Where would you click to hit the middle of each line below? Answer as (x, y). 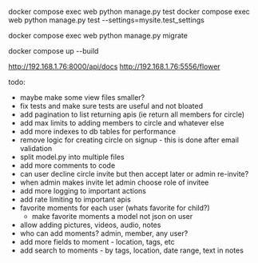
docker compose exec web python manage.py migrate (98, 36)
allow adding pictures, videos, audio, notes (90, 225)
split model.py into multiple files (72, 157)
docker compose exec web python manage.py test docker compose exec (129, 12)
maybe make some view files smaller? (82, 98)
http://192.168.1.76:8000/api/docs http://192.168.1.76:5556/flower (115, 66)
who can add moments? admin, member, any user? (104, 233)
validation (36, 148)
